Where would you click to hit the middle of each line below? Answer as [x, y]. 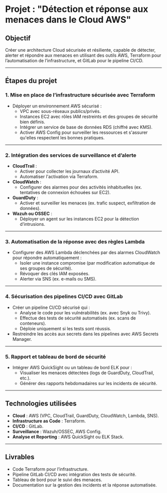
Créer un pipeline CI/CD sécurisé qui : [51, 307]
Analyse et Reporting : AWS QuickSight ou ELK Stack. [68, 437]
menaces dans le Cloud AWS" [68, 20]
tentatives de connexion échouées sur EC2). [65, 192]
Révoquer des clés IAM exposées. [55, 274]
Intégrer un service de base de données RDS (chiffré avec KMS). [86, 127]
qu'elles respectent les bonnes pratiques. [62, 137]
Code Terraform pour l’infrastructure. [50, 469]
